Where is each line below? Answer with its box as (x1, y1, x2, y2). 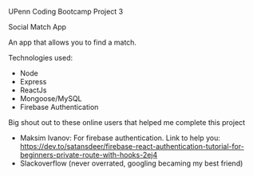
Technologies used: (8, 53, 73, 62)
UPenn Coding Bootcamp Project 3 (8, 7, 124, 16)
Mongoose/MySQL (19, 94, 82, 103)
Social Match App (8, 22, 66, 31)
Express (19, 77, 47, 86)
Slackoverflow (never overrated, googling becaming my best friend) (19, 158, 243, 168)
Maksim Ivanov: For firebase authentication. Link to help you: (19, 133, 221, 143)
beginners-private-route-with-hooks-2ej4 (19, 151, 158, 159)
